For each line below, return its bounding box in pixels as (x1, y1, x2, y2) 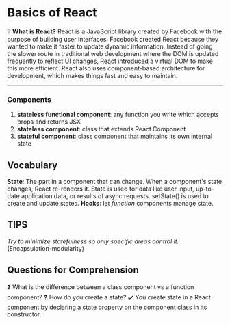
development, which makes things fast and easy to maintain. (7, 71, 178, 79)
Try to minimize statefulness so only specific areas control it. (7, 237, 179, 245)
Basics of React (7, 5, 97, 21)
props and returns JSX (16, 118, 81, 126)
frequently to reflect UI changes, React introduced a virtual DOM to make (7, 57, 214, 65)
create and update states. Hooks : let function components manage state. (7, 200, 214, 208)
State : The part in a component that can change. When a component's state (7, 178, 222, 186)
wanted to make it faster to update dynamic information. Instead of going (7, 42, 214, 51)
